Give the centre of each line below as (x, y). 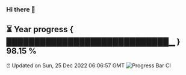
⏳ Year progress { (40, 29)
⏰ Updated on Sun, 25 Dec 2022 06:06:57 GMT (66, 65)
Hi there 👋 (21, 10)
